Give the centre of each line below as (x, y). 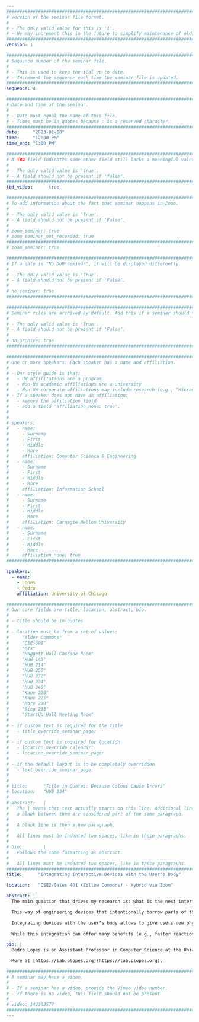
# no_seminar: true (30, 291)
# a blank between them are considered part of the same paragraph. (95, 814)
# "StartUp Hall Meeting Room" (50, 715)
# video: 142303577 (30, 1005)
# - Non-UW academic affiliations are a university (74, 384)
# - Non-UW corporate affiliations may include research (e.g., (90, 390)
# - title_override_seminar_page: (51, 731)
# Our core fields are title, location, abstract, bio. (76, 610)
